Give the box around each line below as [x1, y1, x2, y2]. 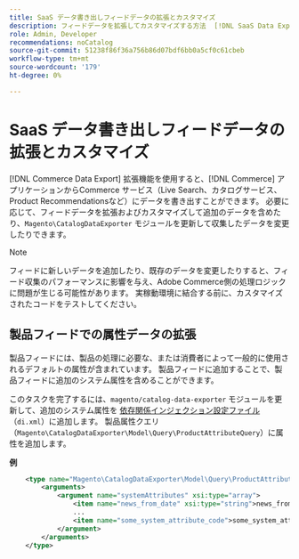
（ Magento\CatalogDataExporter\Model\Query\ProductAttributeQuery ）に [9, 426, 276, 437]
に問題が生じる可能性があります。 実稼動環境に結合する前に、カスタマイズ [9, 287, 283, 298]
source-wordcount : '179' [9, 63, 101, 72]
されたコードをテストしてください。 [9, 298, 142, 309]
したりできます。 [9, 229, 71, 239]
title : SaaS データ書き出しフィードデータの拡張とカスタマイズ [9, 12, 216, 22]
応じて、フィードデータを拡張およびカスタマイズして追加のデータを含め [9, 207, 274, 217]
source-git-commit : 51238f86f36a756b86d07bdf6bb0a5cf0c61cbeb [9, 46, 245, 55]
